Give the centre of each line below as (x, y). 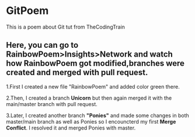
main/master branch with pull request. (52, 104)
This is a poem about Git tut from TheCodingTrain (66, 27)
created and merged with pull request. (77, 73)
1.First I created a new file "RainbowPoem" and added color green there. (93, 86)
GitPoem (27, 11)
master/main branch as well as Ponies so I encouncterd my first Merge (91, 121)
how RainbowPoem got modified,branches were (95, 63)
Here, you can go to (42, 45)
